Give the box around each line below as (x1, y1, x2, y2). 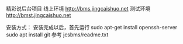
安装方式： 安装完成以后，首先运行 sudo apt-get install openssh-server (6, 24, 178, 31)
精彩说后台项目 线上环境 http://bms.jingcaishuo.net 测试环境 (6, 5, 151, 12)
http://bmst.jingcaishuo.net (6, 12, 71, 19)
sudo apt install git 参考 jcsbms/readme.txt (6, 31, 109, 38)
